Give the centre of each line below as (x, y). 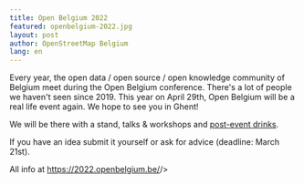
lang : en (26, 52)
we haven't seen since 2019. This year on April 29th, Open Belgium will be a (152, 97)
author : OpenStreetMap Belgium (69, 43)
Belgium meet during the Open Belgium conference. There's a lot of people (151, 87)
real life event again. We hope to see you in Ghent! (104, 107)
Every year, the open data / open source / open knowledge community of (147, 77)
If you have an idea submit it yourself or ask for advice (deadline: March (145, 142)
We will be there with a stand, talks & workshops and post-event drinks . (144, 125)
